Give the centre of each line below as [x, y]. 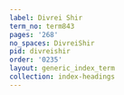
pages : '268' [34, 34]
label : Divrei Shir [46, 18]
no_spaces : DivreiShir [52, 43]
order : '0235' [36, 60]
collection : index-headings [62, 77]
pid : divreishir [40, 52]
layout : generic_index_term [62, 69]
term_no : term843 [42, 26]
